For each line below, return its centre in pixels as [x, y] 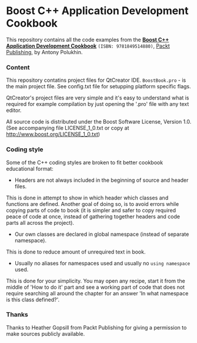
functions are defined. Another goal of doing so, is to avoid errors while [93, 204]
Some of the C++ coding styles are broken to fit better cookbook [85, 162]
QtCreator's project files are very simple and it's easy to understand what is [98, 98]
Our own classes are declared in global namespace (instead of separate [102, 234]
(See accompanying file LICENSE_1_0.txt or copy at [68, 128]
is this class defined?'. [33, 299]
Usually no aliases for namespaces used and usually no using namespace [102, 263]
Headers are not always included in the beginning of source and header [101, 180]
